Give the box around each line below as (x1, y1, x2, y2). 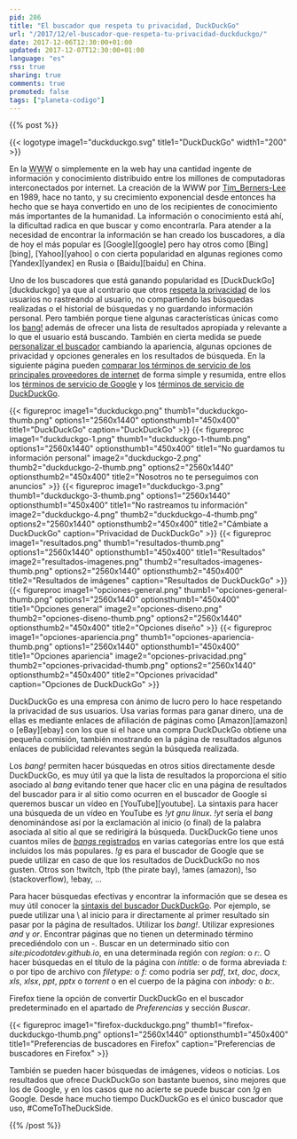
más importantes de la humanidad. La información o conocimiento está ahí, (9, 210, 284, 222)
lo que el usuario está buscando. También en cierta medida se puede (9, 332, 262, 343)
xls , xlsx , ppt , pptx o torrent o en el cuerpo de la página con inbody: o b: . (9, 976, 275, 986)
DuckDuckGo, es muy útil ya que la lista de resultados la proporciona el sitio (9, 770, 287, 781)
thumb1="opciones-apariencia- (140, 632, 255, 643)
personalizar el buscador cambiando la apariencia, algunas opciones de (9, 341, 272, 352)
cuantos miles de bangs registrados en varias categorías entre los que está (9, 836, 285, 847)
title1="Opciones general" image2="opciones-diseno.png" (9, 604, 223, 614)
